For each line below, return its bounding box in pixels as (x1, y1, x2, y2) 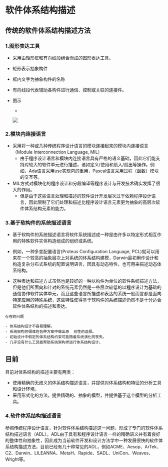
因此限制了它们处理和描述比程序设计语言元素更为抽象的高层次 (28, 199, 156, 205)
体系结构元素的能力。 (24, 205, 68, 211)
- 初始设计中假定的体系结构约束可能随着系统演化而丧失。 (5, 334, 106, 339)
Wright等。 (5, 456, 28, 462)
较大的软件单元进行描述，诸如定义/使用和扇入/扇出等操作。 (28, 162, 150, 168)
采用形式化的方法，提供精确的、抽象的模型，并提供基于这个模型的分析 (12, 392, 157, 398)
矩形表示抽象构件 (12, 65, 48, 71)
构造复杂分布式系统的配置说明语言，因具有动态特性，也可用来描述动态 (12, 261, 157, 267)
